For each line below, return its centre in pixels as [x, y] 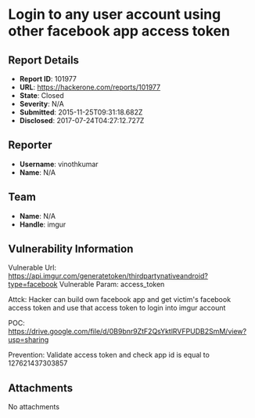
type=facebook [33, 285]
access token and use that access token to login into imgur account [117, 308]
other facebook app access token [119, 31]
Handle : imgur [43, 224]
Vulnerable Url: [32, 267]
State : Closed [41, 95]
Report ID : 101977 [48, 79]
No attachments [34, 407]
